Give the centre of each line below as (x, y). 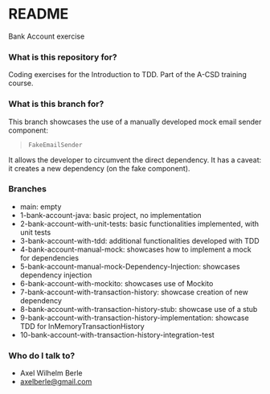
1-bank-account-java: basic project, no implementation (111, 215)
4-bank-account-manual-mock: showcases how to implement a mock (135, 249)
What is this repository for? (63, 57)
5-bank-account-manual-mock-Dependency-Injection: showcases (130, 266)
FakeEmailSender (55, 145)
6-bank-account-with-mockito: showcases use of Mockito (117, 283)
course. (21, 83)
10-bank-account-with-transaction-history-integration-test (117, 334)
